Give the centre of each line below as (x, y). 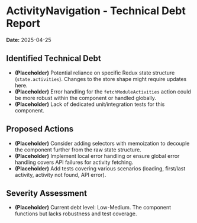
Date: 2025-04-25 (29, 40)
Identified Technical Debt (54, 58)
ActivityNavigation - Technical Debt (96, 11)
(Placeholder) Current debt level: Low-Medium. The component (93, 208)
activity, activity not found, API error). (60, 174)
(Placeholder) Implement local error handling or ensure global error (97, 156)
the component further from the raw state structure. (78, 150)
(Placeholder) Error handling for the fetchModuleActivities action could (103, 91)
